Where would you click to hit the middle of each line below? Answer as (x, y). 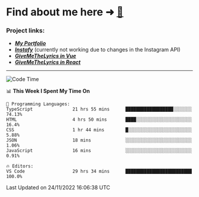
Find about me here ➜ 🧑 (65, 12)
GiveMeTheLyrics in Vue (45, 56)
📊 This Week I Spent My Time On (48, 91)
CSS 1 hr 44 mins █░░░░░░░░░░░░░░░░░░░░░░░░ (99, 130)
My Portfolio (30, 43)
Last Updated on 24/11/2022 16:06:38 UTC (58, 188)
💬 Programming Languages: (38, 104)
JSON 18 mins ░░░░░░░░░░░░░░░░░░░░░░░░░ (99, 141)
